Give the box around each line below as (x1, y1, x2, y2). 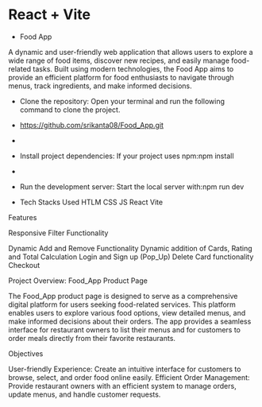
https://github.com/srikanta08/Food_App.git (19, 120, 164, 130)
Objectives (8, 348, 44, 359)
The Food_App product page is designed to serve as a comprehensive (8, 291, 238, 300)
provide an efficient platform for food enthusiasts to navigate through (8, 72, 234, 82)
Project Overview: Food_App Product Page (8, 276, 148, 285)
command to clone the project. (19, 105, 121, 114)
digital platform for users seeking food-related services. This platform (8, 300, 237, 309)
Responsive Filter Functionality (8, 228, 109, 238)
